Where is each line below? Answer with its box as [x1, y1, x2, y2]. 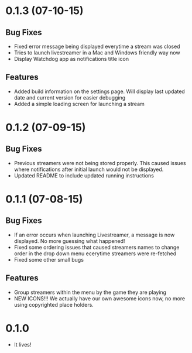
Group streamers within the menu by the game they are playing [13, 289, 166, 296]
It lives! [13, 341, 32, 348]
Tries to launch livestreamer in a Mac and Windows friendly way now [13, 49, 180, 56]
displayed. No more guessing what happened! [13, 237, 125, 244]
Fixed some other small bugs [13, 256, 84, 263]
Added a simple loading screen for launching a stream [13, 100, 145, 107]
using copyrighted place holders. [13, 301, 94, 308]
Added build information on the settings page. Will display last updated [13, 88, 185, 95]
